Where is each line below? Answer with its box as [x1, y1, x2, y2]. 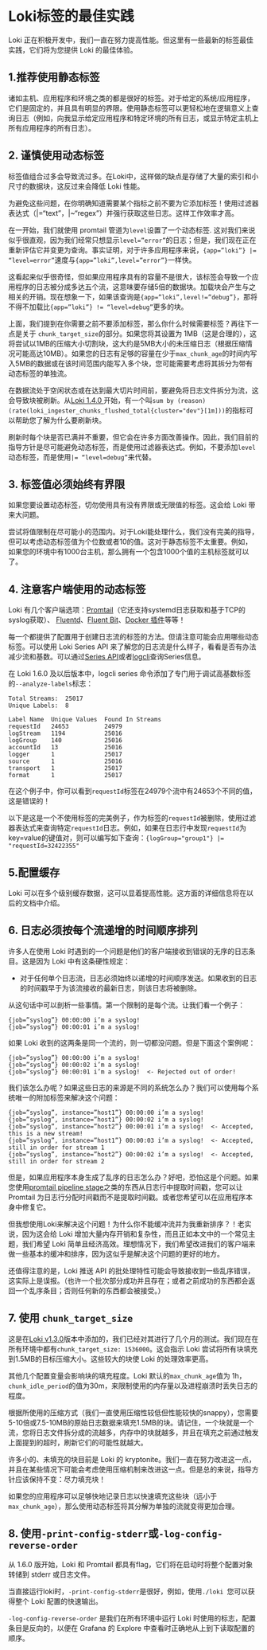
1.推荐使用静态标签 [8, 71, 101, 84]
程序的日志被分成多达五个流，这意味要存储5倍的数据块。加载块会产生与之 [14, 282, 257, 291]
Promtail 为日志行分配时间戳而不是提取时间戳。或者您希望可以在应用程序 [8, 1192, 246, 1202]
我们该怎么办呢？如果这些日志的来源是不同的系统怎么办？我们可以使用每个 [8, 1082, 252, 1092]
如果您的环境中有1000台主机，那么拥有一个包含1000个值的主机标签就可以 [8, 547, 250, 557]
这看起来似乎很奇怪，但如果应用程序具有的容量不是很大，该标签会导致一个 [8, 272, 252, 281]
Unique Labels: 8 [8, 702, 69, 710]
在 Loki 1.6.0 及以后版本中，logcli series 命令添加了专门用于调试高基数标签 [8, 669, 252, 678]
